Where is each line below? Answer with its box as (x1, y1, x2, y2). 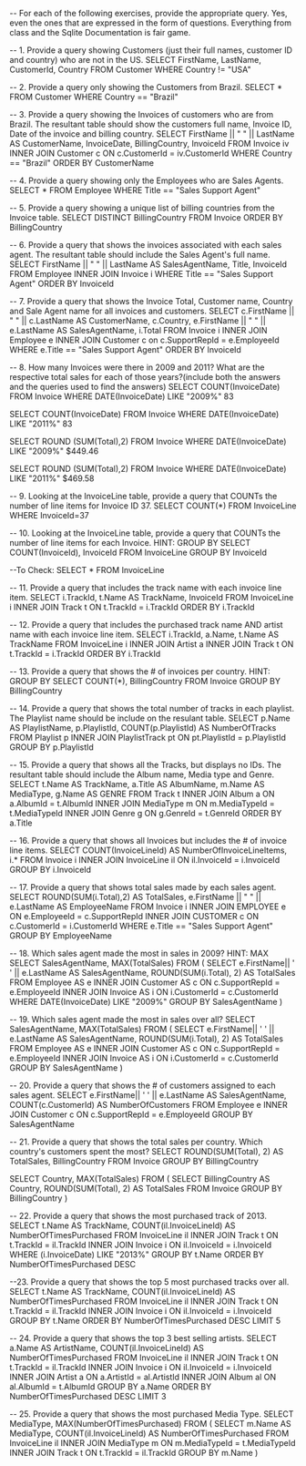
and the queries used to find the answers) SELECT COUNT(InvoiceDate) (9, 382, 280, 392)
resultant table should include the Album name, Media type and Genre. (9, 769, 275, 780)
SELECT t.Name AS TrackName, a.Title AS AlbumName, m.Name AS (9, 779, 265, 789)
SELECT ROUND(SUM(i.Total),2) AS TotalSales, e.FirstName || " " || (9, 892, 261, 902)
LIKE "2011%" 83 (9, 418, 73, 429)
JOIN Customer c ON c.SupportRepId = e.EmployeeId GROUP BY (9, 1109, 253, 1120)
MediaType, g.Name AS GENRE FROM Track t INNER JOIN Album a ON (9, 788, 275, 799)
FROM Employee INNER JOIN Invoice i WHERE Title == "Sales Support (9, 269, 274, 279)
